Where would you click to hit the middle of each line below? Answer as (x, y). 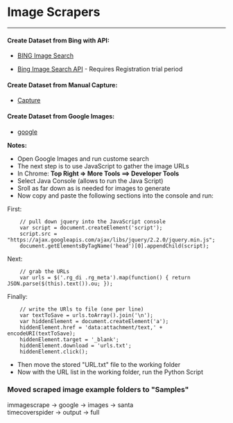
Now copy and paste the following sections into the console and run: (115, 196)
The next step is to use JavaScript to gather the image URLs (103, 166)
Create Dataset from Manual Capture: (62, 85)
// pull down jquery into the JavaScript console (93, 222)
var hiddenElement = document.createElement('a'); (94, 321)
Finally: (17, 296)
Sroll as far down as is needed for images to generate (94, 188)
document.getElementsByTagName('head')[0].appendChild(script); (114, 246)
